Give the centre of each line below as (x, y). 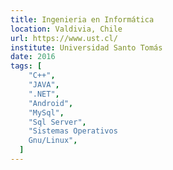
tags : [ (26, 66)
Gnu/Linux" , (53, 141)
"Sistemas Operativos (73, 131)
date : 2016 (33, 57)
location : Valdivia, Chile (66, 29)
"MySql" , (46, 112)
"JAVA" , (44, 85)
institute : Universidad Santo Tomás (86, 47)
